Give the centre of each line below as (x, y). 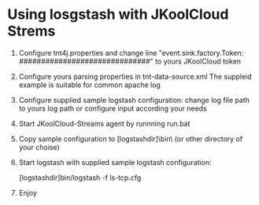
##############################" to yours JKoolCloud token (130, 61)
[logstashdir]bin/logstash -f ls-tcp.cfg (80, 178)
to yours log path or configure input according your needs (113, 108)
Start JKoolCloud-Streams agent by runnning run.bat (104, 123)
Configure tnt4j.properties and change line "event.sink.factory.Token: (131, 53)
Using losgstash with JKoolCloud (118, 15)
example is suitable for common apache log (89, 85)
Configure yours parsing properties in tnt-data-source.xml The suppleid (135, 76)
